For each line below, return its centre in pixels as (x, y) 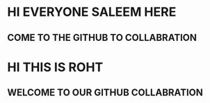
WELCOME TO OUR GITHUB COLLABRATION (105, 93)
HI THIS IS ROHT (55, 67)
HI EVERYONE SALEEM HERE (92, 12)
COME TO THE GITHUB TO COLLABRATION (102, 38)
